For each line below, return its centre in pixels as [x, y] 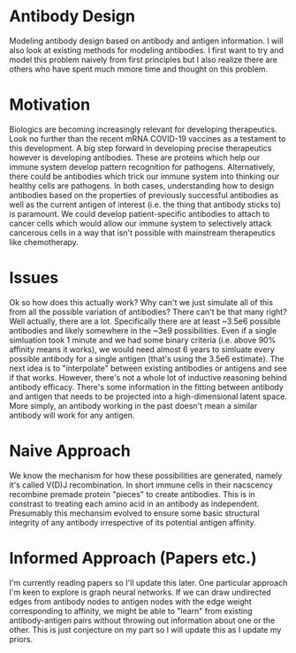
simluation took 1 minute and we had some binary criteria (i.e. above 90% [143, 340]
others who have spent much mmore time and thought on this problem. [138, 69]
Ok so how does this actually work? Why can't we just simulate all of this [141, 302]
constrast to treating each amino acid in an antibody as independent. [134, 503]
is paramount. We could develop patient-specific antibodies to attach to [140, 213]
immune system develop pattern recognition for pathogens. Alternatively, [142, 166]
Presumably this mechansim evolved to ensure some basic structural [135, 513]
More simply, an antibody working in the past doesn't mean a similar [133, 405]
